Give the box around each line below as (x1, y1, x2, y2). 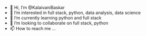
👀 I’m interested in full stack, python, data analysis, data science (9, 10, 141, 16)
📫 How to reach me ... (9, 26, 56, 31)
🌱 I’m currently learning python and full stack (9, 15, 102, 20)
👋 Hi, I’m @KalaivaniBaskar (9, 5, 65, 10)
